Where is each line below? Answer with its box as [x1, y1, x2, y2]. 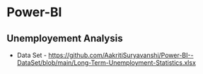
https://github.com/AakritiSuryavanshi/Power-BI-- [48, 51, 194, 59]
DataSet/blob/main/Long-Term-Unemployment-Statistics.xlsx [16, 58, 196, 67]
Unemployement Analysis [6, 32, 123, 44]
